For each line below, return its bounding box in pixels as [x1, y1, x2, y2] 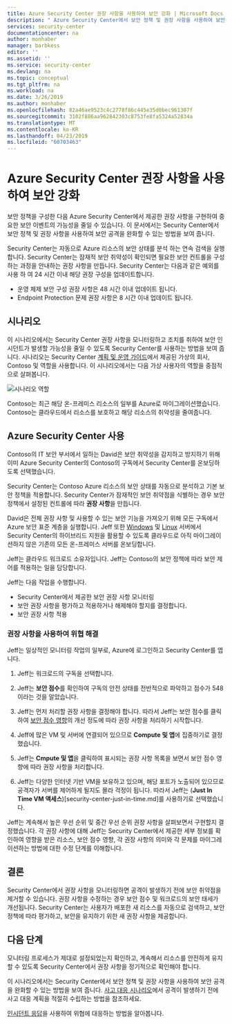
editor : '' [7, 49, 39, 56]
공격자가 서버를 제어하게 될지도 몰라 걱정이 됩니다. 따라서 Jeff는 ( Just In [17, 786, 213, 794]
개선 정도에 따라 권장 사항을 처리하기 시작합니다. [74, 715, 204, 724]
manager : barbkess [7, 42, 60, 49]
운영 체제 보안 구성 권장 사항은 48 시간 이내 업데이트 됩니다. [17, 285, 178, 293]
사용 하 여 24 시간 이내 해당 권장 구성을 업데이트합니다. [7, 271, 155, 279]
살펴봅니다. [19, 369, 50, 378]
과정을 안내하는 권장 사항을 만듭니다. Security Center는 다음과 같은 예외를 [19, 262, 220, 270]
